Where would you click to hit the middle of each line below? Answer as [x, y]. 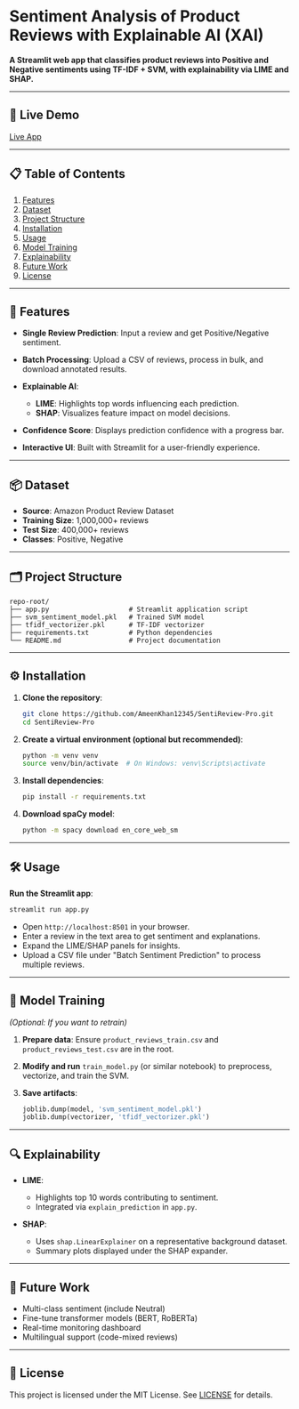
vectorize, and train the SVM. [76, 1075]
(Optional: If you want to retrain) [68, 1022]
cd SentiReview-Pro [58, 722]
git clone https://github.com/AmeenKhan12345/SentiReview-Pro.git [148, 713]
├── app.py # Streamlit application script [129, 609]
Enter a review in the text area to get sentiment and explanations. [141, 936]
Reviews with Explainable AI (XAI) [137, 35]
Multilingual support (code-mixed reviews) [100, 1337]
